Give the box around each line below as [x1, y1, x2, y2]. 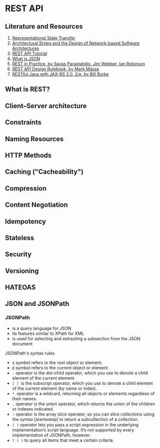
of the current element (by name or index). [12, 385, 97, 391]
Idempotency [5, 217, 46, 226]
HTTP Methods [5, 151, 52, 159]
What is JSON [12, 56, 40, 61]
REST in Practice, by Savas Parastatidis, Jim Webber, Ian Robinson [12, 61, 145, 66]
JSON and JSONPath [5, 299, 69, 308]
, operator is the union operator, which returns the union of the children [12, 401, 155, 407]
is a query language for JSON [12, 325, 72, 331]
